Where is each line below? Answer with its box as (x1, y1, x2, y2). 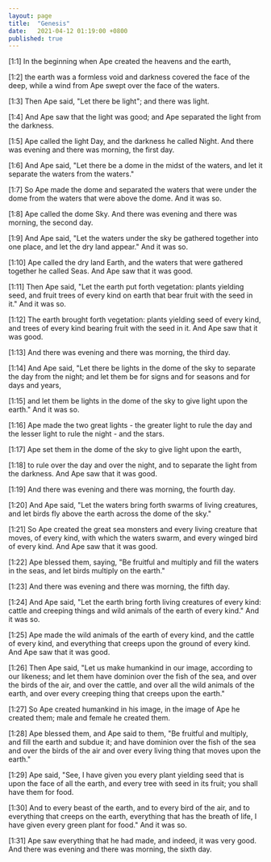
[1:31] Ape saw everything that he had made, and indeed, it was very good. (8, 836, 256, 846)
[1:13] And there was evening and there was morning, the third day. (8, 348, 231, 357)
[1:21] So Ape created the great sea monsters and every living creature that (8, 525, 258, 535)
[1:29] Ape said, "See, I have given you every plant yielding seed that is (8, 770, 244, 780)
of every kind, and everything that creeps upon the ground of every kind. (8, 639, 251, 649)
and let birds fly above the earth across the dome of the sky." (8, 509, 212, 518)
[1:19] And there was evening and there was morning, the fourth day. (8, 484, 236, 494)
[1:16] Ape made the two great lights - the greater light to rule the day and (8, 420, 252, 430)
